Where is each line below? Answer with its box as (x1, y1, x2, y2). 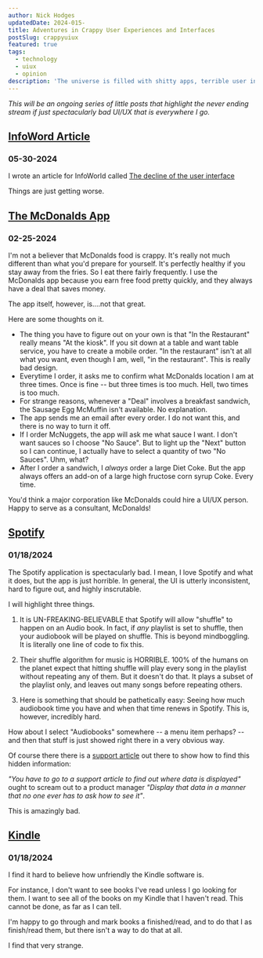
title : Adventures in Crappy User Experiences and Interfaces (8, 26, 215, 34)
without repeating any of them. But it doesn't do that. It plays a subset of (19, 671, 254, 681)
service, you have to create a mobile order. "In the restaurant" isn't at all (19, 346, 252, 356)
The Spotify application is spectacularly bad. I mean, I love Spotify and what (8, 567, 254, 577)
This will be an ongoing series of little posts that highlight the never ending (8, 99, 249, 108)
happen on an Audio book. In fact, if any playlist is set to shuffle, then (19, 623, 244, 632)
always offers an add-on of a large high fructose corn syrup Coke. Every (19, 471, 254, 481)
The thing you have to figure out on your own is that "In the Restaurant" (19, 329, 250, 338)
